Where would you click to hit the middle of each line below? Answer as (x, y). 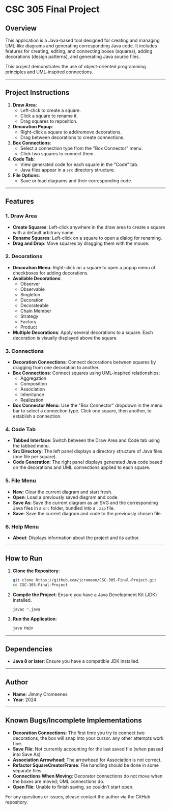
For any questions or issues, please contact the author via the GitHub (78, 797)
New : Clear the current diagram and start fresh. (63, 492)
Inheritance (32, 395)
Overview (21, 28)
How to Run (24, 558)
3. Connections (25, 351)
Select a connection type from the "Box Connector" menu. (81, 148)
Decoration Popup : (33, 126)
